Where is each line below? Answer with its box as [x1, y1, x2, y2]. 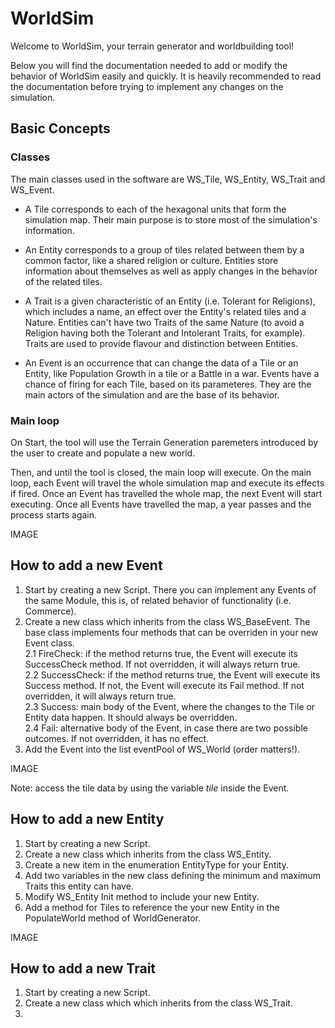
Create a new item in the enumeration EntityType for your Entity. [24, 858, 289, 871]
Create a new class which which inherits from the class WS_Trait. [24, 997, 293, 1009]
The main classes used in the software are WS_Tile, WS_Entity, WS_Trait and [10, 173, 326, 185]
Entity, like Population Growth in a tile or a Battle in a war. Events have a [24, 367, 320, 379]
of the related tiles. [24, 275, 103, 287]
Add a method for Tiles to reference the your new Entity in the [24, 901, 280, 913]
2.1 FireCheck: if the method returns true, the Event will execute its [24, 647, 298, 659]
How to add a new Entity [10, 811, 165, 828]
